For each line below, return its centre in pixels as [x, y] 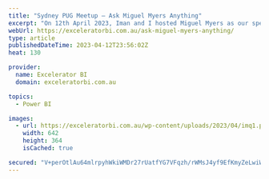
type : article [32, 38]
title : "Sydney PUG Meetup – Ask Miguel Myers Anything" [105, 16]
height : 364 [42, 141]
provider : [25, 68]
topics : [21, 97]
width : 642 [41, 133]
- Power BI [34, 104]
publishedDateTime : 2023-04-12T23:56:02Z [78, 46]
